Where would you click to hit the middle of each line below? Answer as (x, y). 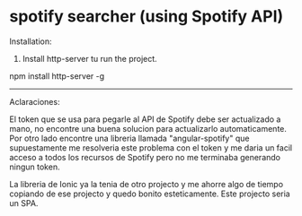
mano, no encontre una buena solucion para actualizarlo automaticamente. (148, 128)
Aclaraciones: (35, 101)
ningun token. (35, 167)
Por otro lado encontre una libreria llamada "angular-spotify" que (129, 138)
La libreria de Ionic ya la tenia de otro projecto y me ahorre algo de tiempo (147, 184)
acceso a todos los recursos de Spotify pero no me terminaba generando (145, 157)
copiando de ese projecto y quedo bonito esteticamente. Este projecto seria (150, 194)
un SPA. (24, 203)
